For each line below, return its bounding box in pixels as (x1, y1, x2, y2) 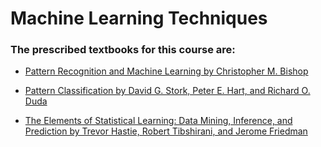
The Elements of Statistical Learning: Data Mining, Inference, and (24, 115, 293, 127)
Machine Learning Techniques (10, 7, 268, 30)
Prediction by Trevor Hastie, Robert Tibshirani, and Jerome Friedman (24, 125, 308, 137)
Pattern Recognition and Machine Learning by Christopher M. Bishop (24, 65, 309, 77)
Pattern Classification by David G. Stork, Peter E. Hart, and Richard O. (24, 85, 311, 97)
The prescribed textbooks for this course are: (10, 43, 236, 57)
